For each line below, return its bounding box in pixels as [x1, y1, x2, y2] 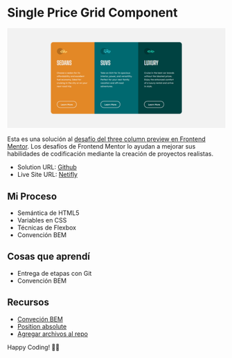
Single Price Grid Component [7, 5, 178, 21]
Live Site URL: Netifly [17, 171, 78, 179]
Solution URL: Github [17, 163, 78, 171]
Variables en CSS [17, 216, 67, 225]
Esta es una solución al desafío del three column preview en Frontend [7, 135, 206, 143]
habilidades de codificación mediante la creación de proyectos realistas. [7, 150, 214, 158]
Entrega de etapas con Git [17, 269, 92, 277]
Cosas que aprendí [7, 251, 90, 263]
